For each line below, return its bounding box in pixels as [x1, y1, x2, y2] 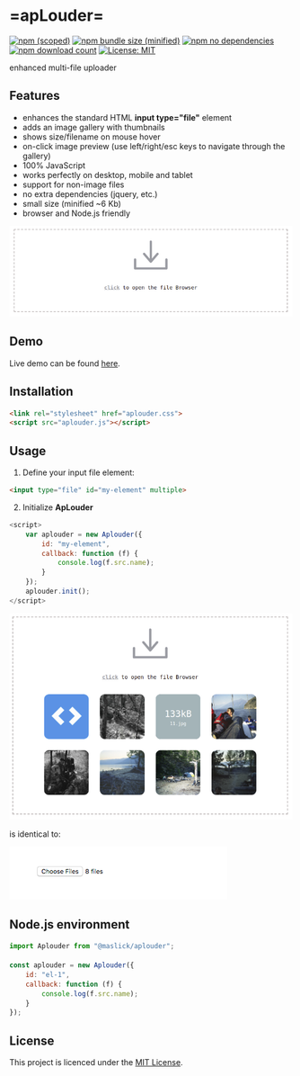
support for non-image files [22, 179, 125, 190]
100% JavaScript [22, 159, 86, 171]
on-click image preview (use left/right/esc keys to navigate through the [22, 140, 286, 151]
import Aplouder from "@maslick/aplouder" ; [9, 942, 175, 951]
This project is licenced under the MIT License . [9, 1057, 183, 1068]
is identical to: [9, 829, 61, 839]
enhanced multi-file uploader [9, 62, 117, 73]
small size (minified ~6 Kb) [22, 198, 121, 209]
